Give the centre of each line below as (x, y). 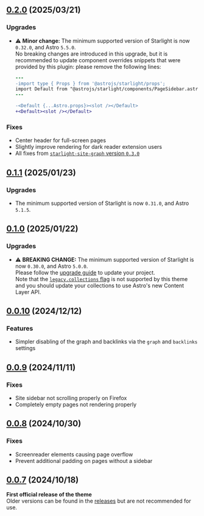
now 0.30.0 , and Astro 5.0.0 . (51, 266)
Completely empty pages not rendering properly (76, 404)
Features (20, 328)
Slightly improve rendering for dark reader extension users (89, 147)
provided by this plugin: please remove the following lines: (88, 66)
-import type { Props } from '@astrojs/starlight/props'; (90, 84)
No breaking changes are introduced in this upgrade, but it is (91, 54)
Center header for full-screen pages (61, 140)
